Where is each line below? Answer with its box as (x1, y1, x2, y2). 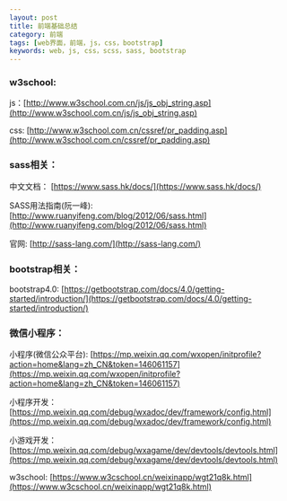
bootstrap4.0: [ (9, 284, 65, 294)
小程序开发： (9, 397, 57, 408)
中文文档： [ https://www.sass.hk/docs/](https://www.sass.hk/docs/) (9, 180, 262, 191)
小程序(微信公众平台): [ (9, 349, 94, 360)
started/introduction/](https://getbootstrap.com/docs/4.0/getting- (9, 294, 253, 304)
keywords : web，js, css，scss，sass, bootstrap (9, 47, 187, 56)
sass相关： (9, 159, 58, 171)
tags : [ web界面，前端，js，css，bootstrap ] (9, 38, 164, 48)
